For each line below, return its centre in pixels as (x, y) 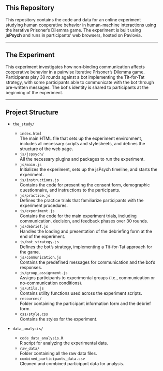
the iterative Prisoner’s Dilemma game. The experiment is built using (73, 30)
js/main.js (31, 165)
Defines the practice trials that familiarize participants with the (82, 201)
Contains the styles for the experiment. (59, 319)
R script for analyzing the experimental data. (64, 343)
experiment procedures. (44, 205)
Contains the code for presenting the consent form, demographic (85, 185)
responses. (31, 268)
